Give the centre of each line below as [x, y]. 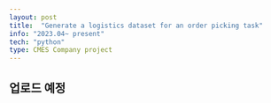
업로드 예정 [38, 88]
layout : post [33, 17]
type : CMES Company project [61, 50]
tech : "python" [37, 42]
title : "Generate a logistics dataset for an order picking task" [136, 26]
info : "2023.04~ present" [57, 33]
